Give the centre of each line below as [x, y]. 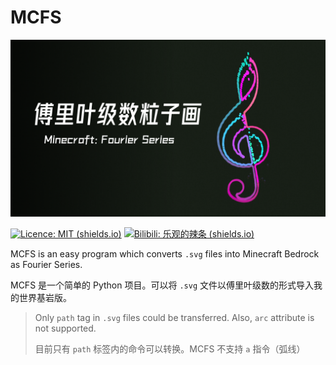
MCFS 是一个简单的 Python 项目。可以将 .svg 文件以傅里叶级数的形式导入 [162, 285]
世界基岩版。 [45, 298]
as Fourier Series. [46, 265]
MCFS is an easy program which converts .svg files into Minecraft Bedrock [165, 254]
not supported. [65, 328]
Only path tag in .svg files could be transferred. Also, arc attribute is [174, 318]
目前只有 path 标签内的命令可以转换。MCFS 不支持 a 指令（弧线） [170, 349]
